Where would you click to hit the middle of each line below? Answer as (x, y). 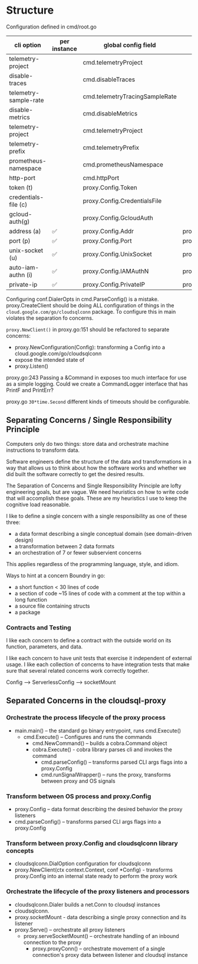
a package (27, 612)
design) (24, 540)
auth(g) (19, 221)
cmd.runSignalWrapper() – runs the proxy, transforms (106, 775)
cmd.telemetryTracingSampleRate (130, 97)
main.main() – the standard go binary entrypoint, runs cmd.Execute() (98, 730)
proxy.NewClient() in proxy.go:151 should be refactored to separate (88, 329)
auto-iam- (24, 267)
